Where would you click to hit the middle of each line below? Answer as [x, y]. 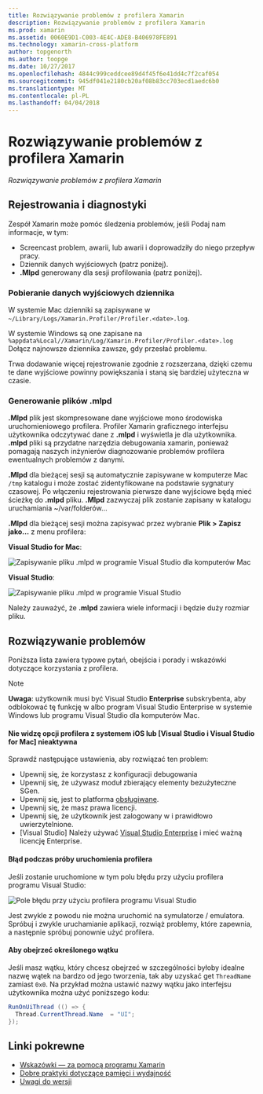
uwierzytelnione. [46, 825]
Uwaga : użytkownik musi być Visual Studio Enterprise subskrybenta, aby [127, 699]
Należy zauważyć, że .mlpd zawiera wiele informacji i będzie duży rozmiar [129, 608]
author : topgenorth [40, 52]
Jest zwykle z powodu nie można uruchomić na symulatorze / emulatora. [126, 915]
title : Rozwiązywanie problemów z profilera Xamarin [96, 15]
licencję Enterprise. [51, 841]
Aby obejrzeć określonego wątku [64, 950]
